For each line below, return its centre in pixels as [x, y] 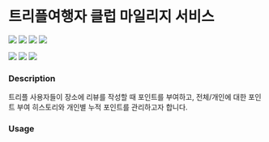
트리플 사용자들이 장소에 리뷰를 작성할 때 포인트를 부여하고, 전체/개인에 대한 [128, 97]
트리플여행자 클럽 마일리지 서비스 [111, 17]
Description [32, 78]
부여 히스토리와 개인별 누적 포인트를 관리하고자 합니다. [102, 107]
